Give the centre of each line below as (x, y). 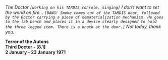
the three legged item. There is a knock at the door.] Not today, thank (83, 26)
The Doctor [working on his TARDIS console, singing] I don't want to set (82, 7)
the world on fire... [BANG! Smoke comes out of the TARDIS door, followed (82, 12)
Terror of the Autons (27, 41)
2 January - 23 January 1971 (36, 52)
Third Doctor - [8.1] (25, 47)
